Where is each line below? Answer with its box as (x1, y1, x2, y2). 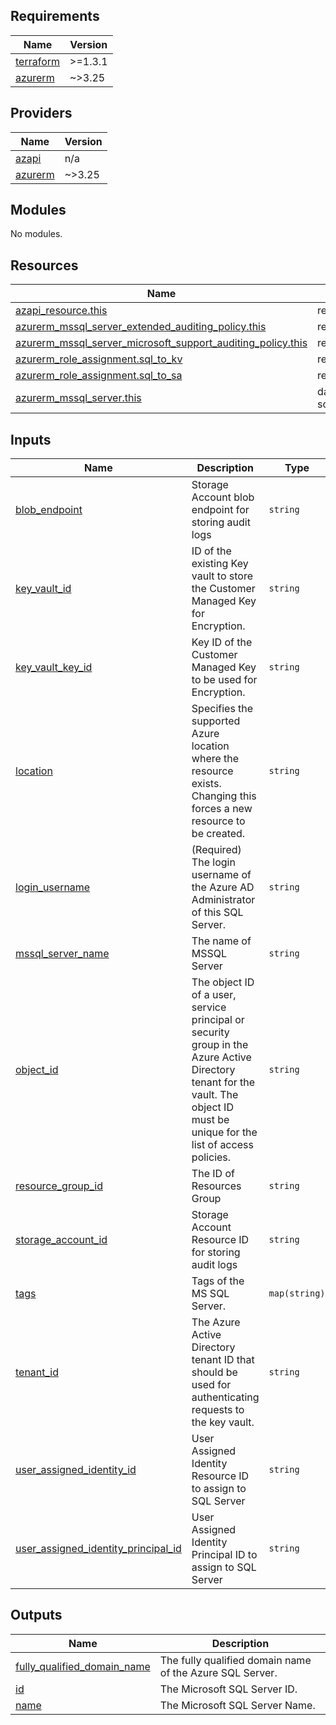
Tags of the (191, 1274, 245, 1288)
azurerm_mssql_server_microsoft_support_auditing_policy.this (15, 336, 308, 350)
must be (191, 1113, 230, 1127)
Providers (10, 105, 73, 122)
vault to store (191, 569, 254, 583)
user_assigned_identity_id (15, 1463, 137, 1477)
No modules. (10, 228, 63, 240)
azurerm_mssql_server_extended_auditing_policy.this (15, 320, 267, 334)
